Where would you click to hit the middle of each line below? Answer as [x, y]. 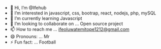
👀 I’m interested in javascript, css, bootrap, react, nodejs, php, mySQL [83, 13]
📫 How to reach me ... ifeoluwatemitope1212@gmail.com [70, 29]
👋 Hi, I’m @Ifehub [28, 8]
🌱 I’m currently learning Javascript [46, 18]
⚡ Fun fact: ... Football [33, 42]
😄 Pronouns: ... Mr [30, 36]
